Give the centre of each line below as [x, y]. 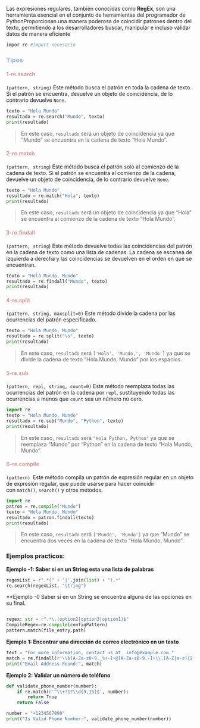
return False [33, 703]
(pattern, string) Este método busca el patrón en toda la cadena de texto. [99, 88]
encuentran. [21, 265]
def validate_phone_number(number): [51, 686]
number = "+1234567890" [36, 714]
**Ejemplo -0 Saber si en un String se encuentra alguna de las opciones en [99, 597]
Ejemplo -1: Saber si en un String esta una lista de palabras [80, 569]
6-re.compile [23, 464]
